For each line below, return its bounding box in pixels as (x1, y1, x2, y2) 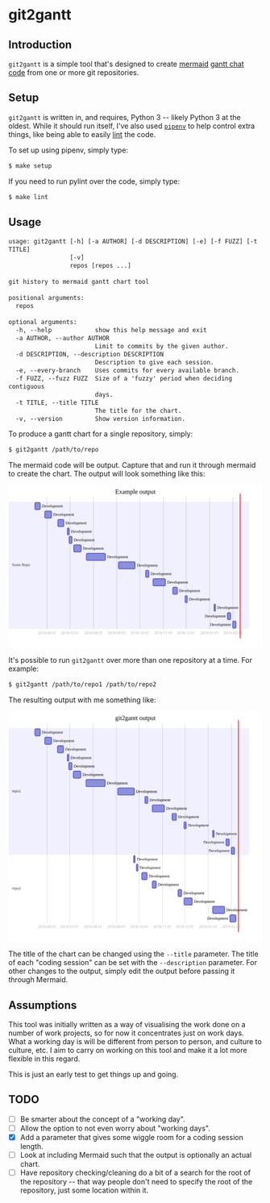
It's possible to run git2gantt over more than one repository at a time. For (8, 656, 252, 665)
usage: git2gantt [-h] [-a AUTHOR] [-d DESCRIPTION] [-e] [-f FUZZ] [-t (8, 238, 258, 246)
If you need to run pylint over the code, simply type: (8, 176, 181, 186)
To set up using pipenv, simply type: (8, 145, 129, 155)
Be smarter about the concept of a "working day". (19, 1114, 185, 1124)
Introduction (8, 38, 73, 52)
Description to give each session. (94, 359, 215, 367)
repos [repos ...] (69, 262, 131, 270)
